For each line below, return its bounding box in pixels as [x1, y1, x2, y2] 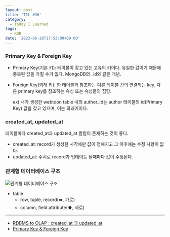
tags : [5, 26, 17, 31]
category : [5, 17, 26, 22]
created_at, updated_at [5, 118, 64, 125]
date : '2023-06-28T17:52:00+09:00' [5, 36, 80, 41]
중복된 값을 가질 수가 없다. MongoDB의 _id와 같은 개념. [12, 71, 121, 77]
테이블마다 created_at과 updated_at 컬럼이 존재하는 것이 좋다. [5, 130, 129, 137]
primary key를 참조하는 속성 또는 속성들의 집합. [18, 88, 112, 94]
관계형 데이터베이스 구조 [5, 168, 61, 175]
